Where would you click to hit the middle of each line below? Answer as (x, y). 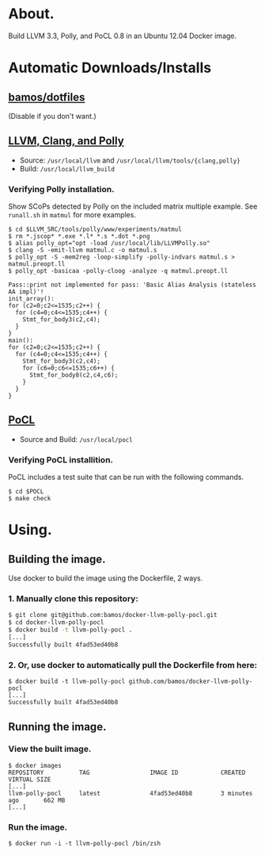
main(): (21, 341)
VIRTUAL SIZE (30, 779)
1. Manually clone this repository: (73, 599)
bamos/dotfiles (47, 97)
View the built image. (50, 749)
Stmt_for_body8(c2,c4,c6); (74, 375)
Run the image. (38, 827)
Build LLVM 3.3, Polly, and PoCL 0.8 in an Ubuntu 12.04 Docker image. (123, 36)
